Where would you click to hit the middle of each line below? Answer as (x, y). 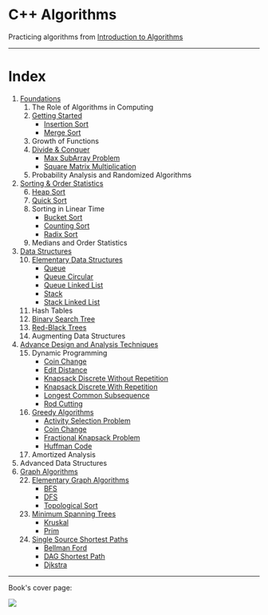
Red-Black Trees (59, 327)
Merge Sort (62, 132)
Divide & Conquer (61, 149)
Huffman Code (68, 446)
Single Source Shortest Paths (80, 539)
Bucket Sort (63, 217)
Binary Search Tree (63, 319)
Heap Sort (49, 191)
